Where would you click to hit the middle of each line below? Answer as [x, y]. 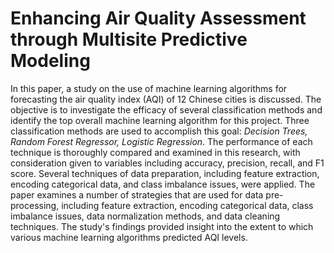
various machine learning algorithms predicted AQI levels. [129, 237]
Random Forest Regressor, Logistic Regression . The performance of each [161, 141]
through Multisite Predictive [129, 39]
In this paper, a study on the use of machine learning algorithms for [149, 88]
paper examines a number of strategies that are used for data [137, 194]
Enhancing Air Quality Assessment [158, 18]
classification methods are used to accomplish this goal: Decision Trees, [159, 131]
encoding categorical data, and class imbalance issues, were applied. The [163, 184]
